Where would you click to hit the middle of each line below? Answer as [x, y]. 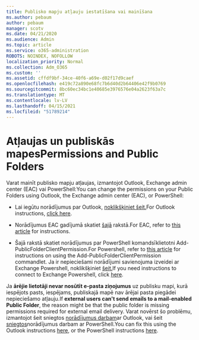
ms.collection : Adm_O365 [37, 67]
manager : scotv [25, 28]
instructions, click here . [43, 214]
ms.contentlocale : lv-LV [37, 100]
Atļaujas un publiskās [60, 141]
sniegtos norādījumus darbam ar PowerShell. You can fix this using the [91, 324]
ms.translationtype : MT [36, 95]
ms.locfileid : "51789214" [38, 112]
